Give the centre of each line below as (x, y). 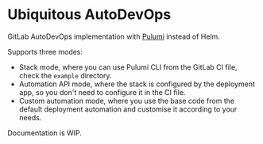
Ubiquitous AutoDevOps (89, 15)
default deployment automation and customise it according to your (128, 109)
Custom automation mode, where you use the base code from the (127, 100)
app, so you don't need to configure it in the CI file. (102, 92)
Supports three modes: (45, 51)
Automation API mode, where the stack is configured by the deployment (137, 84)
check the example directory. (65, 75)
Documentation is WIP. (45, 133)
